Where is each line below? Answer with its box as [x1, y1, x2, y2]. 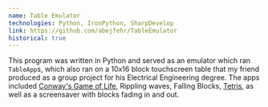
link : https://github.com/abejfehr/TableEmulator [8, 26, 178, 34]
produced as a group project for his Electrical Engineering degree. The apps [8, 73, 260, 82]
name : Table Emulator [8, 11, 81, 20]
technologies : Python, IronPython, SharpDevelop [8, 19, 174, 27]
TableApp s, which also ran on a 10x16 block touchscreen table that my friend [8, 65, 260, 74]
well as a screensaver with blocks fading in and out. [8, 89, 180, 100]
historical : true [8, 34, 67, 42]
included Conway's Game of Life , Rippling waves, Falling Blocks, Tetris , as [8, 81, 254, 91]
